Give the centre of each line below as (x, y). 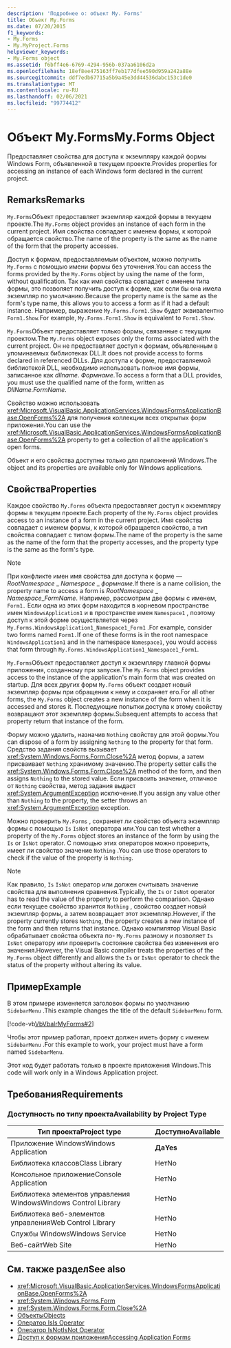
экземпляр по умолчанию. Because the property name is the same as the (112, 295)
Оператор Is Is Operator (51, 1323)
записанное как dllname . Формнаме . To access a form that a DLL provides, (115, 375)
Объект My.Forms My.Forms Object (111, 137)
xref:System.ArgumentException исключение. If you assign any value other (114, 794)
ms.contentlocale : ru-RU (43, 90)
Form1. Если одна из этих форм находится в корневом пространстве (108, 605)
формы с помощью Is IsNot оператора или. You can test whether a (104, 829)
